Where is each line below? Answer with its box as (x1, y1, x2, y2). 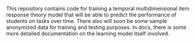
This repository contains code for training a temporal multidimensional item (6, 5, 190, 12)
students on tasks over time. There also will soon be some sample (6, 18, 167, 24)
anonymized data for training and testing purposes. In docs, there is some (6, 24, 187, 31)
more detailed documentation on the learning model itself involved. (6, 30, 170, 37)
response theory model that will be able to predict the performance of (6, 11, 177, 18)
